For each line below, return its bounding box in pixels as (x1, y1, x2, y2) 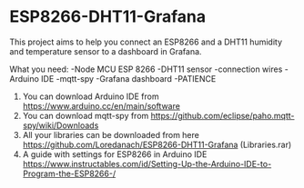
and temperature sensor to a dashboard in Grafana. (9, 45, 202, 56)
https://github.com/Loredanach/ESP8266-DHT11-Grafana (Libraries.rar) (22, 139, 292, 150)
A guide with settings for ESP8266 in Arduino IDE (22, 148, 208, 160)
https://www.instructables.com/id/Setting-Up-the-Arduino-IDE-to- (22, 158, 272, 169)
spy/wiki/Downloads (22, 120, 99, 131)
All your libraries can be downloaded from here (22, 129, 200, 140)
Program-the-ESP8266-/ (22, 168, 117, 179)
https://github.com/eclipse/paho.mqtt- (150, 110, 295, 121)
